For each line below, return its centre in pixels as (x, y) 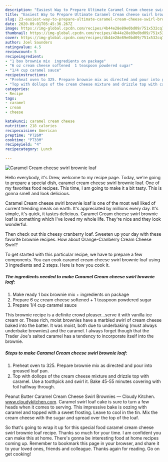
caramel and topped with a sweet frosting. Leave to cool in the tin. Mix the (81, 412)
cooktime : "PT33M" (24, 140)
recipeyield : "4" (23, 145)
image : (12, 29)
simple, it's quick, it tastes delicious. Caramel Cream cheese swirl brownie (81, 214)
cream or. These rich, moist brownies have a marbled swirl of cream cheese (83, 320)
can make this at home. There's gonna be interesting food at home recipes (82, 438)
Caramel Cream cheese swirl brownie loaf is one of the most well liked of (80, 203)
